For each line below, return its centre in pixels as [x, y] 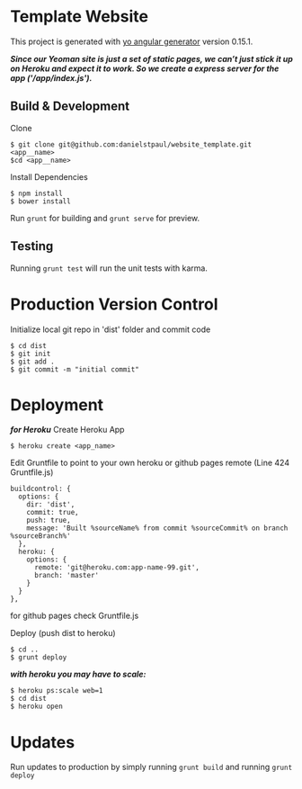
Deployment [57, 404]
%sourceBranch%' [40, 536]
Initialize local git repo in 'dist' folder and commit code [111, 329]
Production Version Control [114, 304]
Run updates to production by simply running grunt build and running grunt [151, 767]
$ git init [31, 354]
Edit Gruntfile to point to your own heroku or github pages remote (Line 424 [150, 463]
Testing [32, 246]
